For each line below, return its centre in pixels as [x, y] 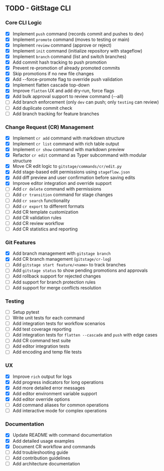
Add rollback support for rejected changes [57, 276]
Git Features [21, 242]
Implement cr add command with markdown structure [69, 138]
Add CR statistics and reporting [45, 229]
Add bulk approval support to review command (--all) [68, 97]
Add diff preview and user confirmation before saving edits [74, 178]
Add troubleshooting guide [40, 452]
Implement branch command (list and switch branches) [69, 56]
